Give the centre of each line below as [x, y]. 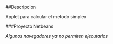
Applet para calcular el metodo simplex [46, 17]
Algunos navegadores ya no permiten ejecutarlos [57, 36]
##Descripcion [21, 7]
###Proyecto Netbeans [30, 26]
